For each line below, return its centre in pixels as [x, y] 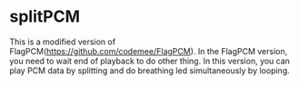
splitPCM [45, 17]
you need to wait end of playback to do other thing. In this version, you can [150, 61]
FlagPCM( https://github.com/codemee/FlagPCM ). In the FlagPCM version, [149, 51]
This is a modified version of [63, 42]
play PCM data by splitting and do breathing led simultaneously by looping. [150, 71]
